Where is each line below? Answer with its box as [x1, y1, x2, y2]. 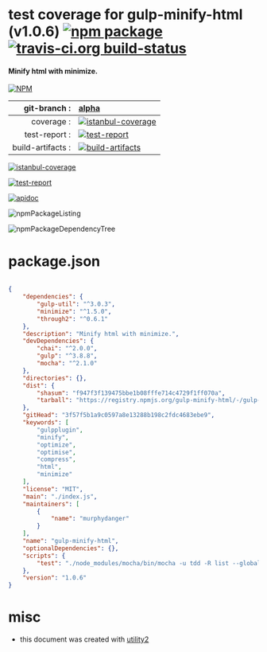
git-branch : [23, 103, 72, 114]
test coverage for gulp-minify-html [8, 6, 243, 24]
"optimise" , [37, 448, 77, 456]
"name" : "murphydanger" [50, 515, 130, 523]
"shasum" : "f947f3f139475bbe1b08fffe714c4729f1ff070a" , [37, 388, 226, 397]
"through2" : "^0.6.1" [37, 314, 109, 323]
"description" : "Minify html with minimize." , [22, 330, 180, 338]
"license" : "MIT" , [22, 485, 83, 493]
